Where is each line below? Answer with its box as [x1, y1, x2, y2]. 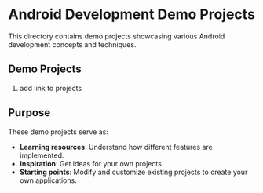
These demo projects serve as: [8, 127, 108, 137]
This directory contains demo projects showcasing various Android [8, 31, 225, 41]
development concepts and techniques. [8, 39, 137, 49]
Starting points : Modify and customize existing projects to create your [19, 167, 248, 177]
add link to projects [19, 83, 82, 93]
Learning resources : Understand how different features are [19, 142, 214, 151]
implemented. [19, 151, 64, 160]
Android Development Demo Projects [8, 5, 255, 24]
